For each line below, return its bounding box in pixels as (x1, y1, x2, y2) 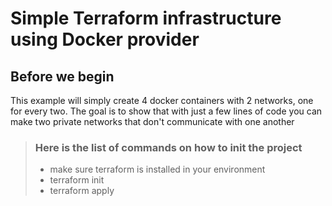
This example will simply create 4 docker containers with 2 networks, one (10, 95, 314, 106)
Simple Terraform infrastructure (10, 7, 282, 30)
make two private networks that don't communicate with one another (10, 116, 295, 127)
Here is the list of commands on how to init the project (34, 140, 303, 154)
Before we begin (10, 68, 115, 85)
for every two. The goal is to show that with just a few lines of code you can (10, 105, 323, 117)
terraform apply (49, 185, 115, 197)
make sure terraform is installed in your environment (49, 163, 266, 176)
